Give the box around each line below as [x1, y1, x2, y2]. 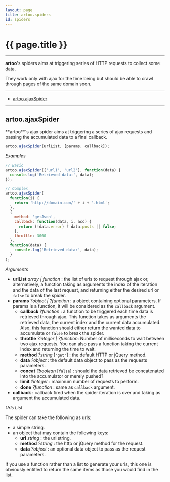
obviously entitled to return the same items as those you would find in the [5, 466, 158, 472]
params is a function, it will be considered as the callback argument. [12, 303, 156, 309]
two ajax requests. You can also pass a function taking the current [20, 341, 158, 347]
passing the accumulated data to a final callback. [5, 134, 108, 140]
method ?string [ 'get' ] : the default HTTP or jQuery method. [20, 351, 147, 358]
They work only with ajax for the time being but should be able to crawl [5, 76, 153, 82]
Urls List [5, 404, 23, 410]
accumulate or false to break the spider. [20, 330, 105, 336]
